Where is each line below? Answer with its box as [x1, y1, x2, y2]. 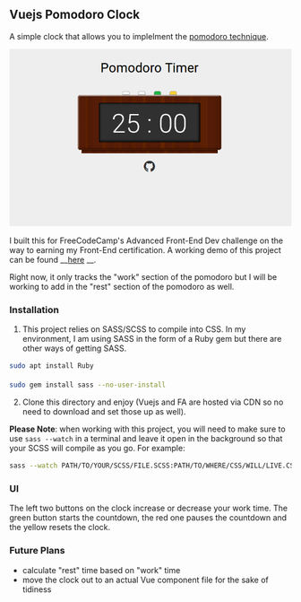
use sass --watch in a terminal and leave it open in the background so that [9, 433, 283, 444]
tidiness [21, 583, 52, 595]
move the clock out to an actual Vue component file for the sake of [21, 574, 269, 585]
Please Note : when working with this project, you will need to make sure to [9, 423, 286, 434]
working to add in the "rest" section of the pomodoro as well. [9, 282, 235, 292]
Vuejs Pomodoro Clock [9, 7, 141, 22]
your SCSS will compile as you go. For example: [9, 443, 185, 454]
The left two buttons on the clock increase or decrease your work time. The [9, 502, 288, 514]
